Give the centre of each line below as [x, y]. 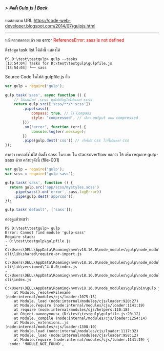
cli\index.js [18, 280]
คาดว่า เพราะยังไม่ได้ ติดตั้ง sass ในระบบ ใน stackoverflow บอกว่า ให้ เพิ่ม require [76, 155]
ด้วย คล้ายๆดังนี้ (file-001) [37, 160]
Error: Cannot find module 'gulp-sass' [46, 233]
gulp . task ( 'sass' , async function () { [46, 95]
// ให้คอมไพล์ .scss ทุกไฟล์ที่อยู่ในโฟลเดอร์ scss [53, 100]
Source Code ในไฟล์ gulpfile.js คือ [37, 76]
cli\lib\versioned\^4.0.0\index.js [41, 267]
